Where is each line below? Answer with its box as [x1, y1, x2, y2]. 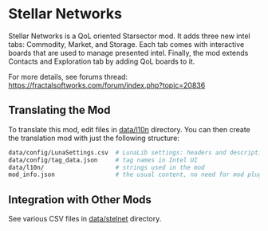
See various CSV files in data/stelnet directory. [8, 214, 162, 224]
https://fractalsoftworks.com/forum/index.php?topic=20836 [8, 80, 206, 90]
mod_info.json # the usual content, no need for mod [8, 170, 245, 179]
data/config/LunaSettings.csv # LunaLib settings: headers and [8, 148, 227, 156]
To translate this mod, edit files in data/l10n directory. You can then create [8, 124, 251, 134]
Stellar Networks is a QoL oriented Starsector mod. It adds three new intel [8, 31, 251, 41]
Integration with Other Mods [8, 193, 152, 206]
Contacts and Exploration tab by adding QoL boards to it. [8, 57, 195, 66]
